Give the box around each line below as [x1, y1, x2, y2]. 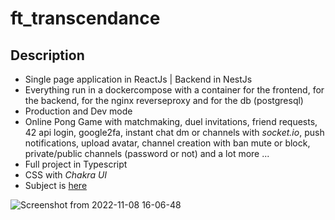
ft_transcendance [10, 7, 161, 30]
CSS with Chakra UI [24, 169, 108, 181]
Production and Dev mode [24, 105, 133, 117]
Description [10, 47, 85, 64]
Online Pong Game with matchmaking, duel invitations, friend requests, [24, 116, 318, 127]
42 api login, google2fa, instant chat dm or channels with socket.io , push [24, 127, 325, 138]
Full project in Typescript [24, 158, 128, 170]
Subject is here [24, 180, 88, 191]
